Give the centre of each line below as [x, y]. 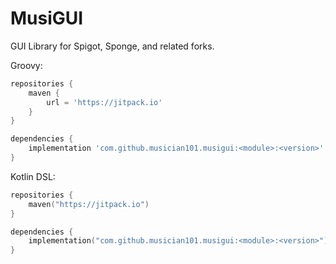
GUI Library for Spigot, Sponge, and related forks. [112, 46]
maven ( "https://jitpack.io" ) [89, 204]
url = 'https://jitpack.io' [104, 102]
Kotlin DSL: [33, 176]
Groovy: [26, 65]
